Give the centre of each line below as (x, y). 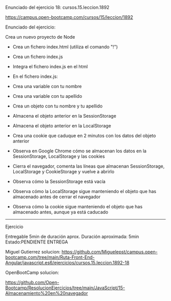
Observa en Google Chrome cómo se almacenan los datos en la (79, 151)
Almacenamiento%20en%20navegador (47, 293)
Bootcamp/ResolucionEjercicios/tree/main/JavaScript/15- (65, 288)
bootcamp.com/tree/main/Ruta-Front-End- (50, 257)
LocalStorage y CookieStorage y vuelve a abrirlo (63, 172)
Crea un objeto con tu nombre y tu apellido (58, 106)
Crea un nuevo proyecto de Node (40, 37)
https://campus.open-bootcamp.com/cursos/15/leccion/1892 (69, 17)
